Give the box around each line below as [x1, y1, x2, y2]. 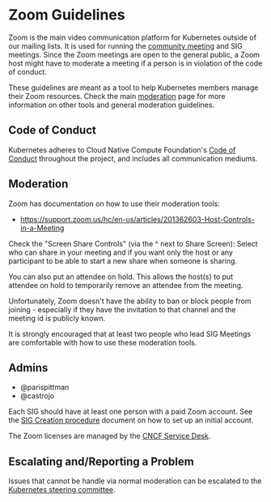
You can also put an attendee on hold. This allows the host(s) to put [8, 272, 233, 281]
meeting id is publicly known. [8, 313, 106, 323]
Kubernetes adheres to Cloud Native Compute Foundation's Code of [8, 144, 236, 155]
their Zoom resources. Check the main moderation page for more [8, 91, 226, 101]
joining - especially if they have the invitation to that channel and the [8, 304, 236, 314]
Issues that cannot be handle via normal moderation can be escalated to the [8, 476, 262, 486]
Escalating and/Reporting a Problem [8, 454, 194, 468]
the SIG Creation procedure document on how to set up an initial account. [8, 415, 254, 425]
